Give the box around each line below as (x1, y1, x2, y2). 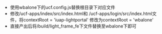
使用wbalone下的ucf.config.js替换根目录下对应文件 (10, 4, 116, 10)
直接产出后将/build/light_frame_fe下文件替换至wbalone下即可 (10, 23, 137, 29)
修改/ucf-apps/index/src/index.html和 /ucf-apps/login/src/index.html (10, 10, 152, 16)
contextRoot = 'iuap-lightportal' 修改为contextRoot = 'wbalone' (23, 17, 154, 22)
